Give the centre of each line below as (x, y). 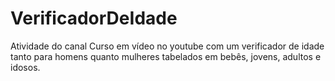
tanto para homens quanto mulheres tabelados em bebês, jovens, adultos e (166, 56)
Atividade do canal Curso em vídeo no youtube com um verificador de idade (167, 46)
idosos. (25, 67)
